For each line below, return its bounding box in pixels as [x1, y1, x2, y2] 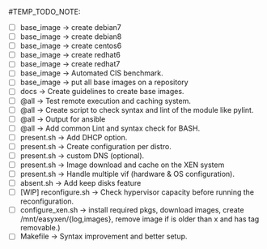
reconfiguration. [19, 196, 74, 206]
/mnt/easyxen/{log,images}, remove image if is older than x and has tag [19, 214, 260, 224]
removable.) [19, 223, 61, 233]
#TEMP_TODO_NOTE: [8, 7, 81, 16]
